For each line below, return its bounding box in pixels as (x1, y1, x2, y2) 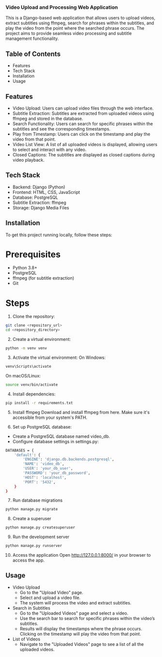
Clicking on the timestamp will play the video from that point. (19, 631, 141, 637)
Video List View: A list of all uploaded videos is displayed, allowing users (12, 141, 158, 147)
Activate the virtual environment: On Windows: (12, 355, 106, 360)
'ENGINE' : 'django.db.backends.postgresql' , (23, 457, 114, 462)
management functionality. (5, 36, 59, 41)
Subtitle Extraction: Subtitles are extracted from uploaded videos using (12, 110, 154, 116)
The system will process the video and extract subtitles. (19, 600, 131, 605)
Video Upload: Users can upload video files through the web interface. (12, 105, 154, 111)
